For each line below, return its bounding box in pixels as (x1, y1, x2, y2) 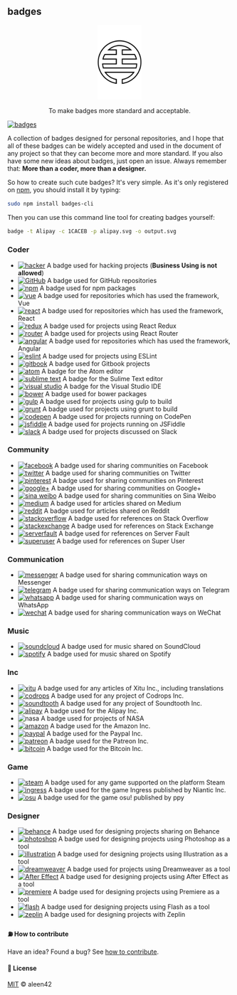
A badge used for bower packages (45, 389, 147, 398)
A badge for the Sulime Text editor (62, 374, 164, 383)
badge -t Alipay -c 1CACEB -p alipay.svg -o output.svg (7, 228, 177, 235)
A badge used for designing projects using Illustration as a (56, 850, 228, 858)
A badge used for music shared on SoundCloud (61, 642, 201, 651)
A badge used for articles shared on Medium (50, 499, 181, 507)
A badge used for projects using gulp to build (39, 397, 172, 405)
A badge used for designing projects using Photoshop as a (58, 835, 231, 844)
